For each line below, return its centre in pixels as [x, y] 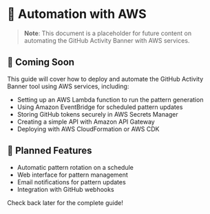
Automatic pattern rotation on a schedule [75, 167]
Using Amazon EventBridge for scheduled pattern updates [100, 107]
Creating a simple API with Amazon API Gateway [86, 121]
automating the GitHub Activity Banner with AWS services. [107, 40]
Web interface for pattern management [73, 175]
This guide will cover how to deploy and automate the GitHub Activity [105, 79]
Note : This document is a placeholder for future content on [107, 33]
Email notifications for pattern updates [71, 182]
